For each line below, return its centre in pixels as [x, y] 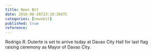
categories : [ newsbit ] [29, 19]
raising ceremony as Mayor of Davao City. [48, 47]
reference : [16, 28]
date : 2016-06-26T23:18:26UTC [37, 14]
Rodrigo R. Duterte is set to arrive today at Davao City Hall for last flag [76, 42]
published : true [22, 23]
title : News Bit [22, 10]
